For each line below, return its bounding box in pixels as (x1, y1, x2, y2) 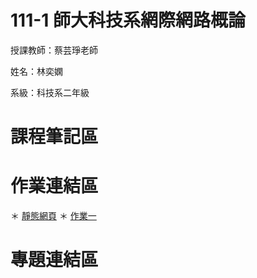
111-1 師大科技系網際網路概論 (10, 9, 247, 32)
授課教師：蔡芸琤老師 (10, 44, 98, 56)
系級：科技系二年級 (10, 86, 90, 98)
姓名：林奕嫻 (10, 65, 63, 77)
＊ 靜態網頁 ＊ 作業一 (10, 210, 97, 222)
